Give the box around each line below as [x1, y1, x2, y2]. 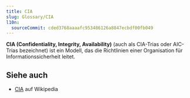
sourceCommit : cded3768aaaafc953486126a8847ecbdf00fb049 [11, 24, 154, 31]
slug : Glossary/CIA [6, 14, 54, 20]
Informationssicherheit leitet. [6, 53, 76, 60]
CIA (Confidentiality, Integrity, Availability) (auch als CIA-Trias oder [6, 41, 172, 48]
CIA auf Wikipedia [14, 86, 59, 93]
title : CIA [6, 8, 33, 15]
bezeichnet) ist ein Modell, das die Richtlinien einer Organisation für [19, 47, 183, 54]
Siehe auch [6, 70, 48, 80]
